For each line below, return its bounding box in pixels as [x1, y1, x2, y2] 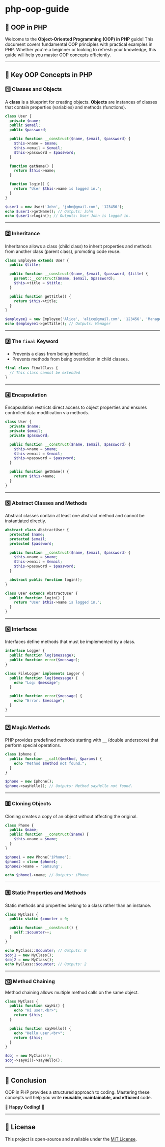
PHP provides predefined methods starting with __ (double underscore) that [5, 737, 159, 743]
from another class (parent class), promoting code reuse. [5, 248, 121, 254]
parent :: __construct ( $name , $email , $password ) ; [14, 276, 115, 281]
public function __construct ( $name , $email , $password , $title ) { [9, 271, 148, 277]
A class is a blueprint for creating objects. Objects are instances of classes [5, 99, 158, 105]
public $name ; [9, 827, 38, 832]
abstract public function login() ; [9, 577, 82, 582]
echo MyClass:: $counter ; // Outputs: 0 [5, 948, 87, 953]
